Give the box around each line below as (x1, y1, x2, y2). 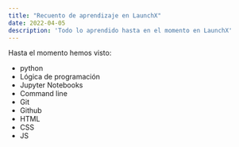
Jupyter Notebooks (19, 80, 83, 90)
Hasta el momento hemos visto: (8, 48, 112, 58)
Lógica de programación (19, 72, 101, 82)
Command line (19, 89, 67, 99)
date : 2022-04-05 (8, 19, 66, 27)
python (19, 64, 44, 73)
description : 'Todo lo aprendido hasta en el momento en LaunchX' (8, 26, 233, 34)
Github (19, 106, 42, 115)
